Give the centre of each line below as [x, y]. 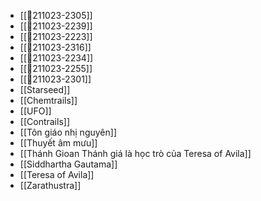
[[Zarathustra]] [50, 185]
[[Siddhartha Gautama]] [68, 164]
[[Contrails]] [44, 121]
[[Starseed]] [45, 89]
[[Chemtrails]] [48, 100]
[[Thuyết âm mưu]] [58, 143]
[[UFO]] [35, 111]
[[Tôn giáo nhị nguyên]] [68, 132]
